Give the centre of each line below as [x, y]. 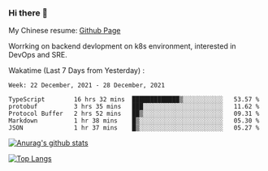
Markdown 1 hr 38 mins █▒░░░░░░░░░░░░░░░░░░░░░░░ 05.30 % [134, 121]
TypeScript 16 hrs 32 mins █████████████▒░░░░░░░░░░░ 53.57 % [134, 100]
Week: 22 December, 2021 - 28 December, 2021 [86, 85]
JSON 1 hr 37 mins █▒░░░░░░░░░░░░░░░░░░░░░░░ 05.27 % [134, 128]
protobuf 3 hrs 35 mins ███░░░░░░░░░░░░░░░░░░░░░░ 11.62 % [134, 107]
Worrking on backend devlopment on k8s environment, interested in [123, 46]
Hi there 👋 [28, 13]
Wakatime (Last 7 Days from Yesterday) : [77, 71]
